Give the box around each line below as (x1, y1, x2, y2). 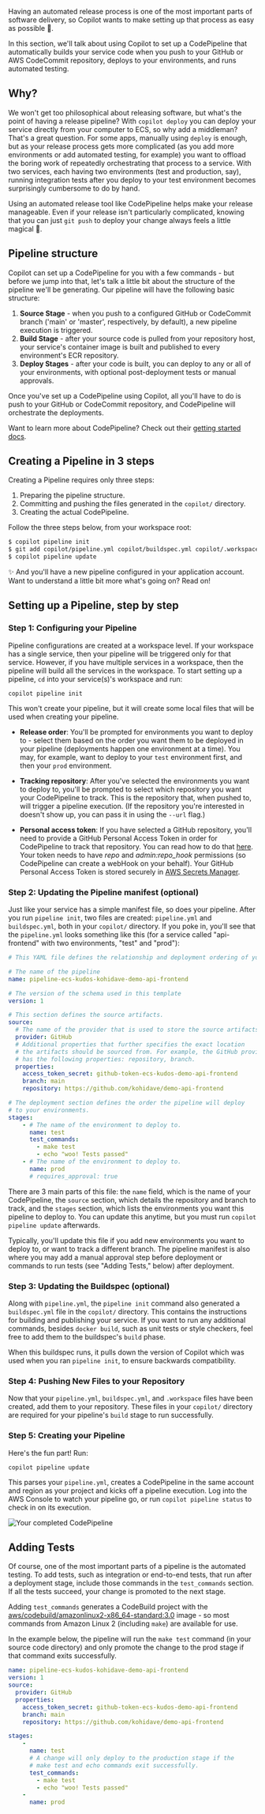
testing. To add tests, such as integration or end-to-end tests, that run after (8, 1570, 252, 1580)
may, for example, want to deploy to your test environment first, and (19, 752, 243, 762)
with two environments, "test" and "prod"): (40, 939, 180, 948)
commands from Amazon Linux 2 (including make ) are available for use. (8, 1619, 238, 1628)
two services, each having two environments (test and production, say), (8, 166, 242, 176)
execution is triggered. (19, 325, 93, 334)
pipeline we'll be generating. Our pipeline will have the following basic (8, 285, 235, 294)
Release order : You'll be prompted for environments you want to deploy (19, 727, 254, 736)
